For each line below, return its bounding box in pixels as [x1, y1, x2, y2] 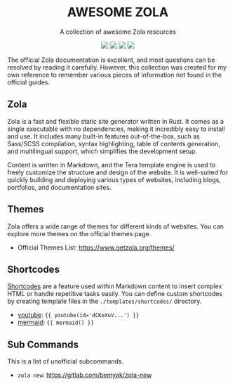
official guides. [7, 78, 51, 86]
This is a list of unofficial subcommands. [7, 357, 124, 366]
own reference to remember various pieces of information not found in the [7, 70, 222, 79]
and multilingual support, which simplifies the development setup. [7, 147, 198, 155]
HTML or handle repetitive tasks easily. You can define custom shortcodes [7, 290, 223, 298]
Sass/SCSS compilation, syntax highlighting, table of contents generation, [7, 139, 221, 148]
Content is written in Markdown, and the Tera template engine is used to [7, 160, 216, 169]
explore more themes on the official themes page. [7, 229, 152, 238]
